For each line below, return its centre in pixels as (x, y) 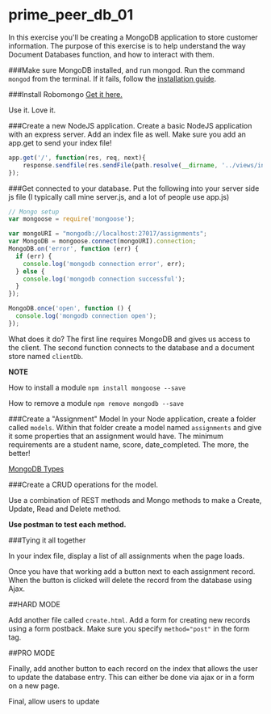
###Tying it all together (47, 540)
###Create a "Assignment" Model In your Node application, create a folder (132, 419)
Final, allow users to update (54, 701)
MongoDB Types (36, 469)
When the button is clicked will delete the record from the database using (130, 580)
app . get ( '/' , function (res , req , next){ (77, 158)
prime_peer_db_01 (71, 15)
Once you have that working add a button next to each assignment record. (132, 571)
